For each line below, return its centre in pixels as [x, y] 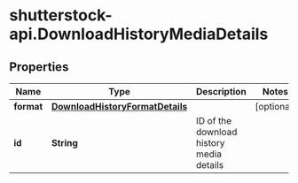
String [65, 143]
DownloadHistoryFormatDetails [120, 107]
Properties [39, 67]
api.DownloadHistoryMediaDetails [139, 34]
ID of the [214, 121]
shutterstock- [61, 15]
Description [221, 91]
